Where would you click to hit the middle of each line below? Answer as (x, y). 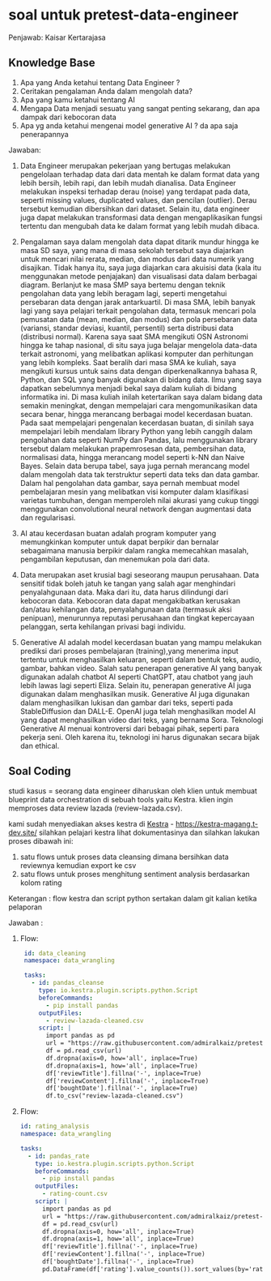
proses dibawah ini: (41, 840)
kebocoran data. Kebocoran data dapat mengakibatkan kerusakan (130, 600)
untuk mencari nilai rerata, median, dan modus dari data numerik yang (137, 259)
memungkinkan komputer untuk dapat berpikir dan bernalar (119, 542)
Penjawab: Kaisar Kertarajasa (57, 37)
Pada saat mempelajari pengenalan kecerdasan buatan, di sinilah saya (137, 423)
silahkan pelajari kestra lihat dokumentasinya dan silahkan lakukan (150, 832)
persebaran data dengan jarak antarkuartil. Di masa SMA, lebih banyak (138, 302)
